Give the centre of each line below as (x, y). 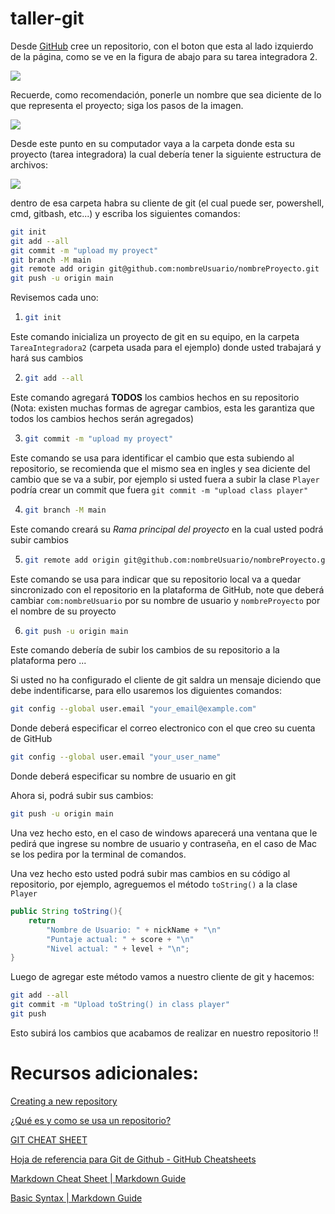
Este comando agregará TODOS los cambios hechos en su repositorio (155, 397)
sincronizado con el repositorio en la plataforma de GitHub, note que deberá (167, 589)
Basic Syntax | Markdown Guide (76, 1198)
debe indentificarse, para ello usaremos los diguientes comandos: (146, 691)
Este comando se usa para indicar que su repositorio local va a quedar (156, 579)
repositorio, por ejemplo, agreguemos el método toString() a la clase (154, 884)
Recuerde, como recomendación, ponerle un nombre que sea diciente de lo (166, 94)
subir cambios (39, 539)
